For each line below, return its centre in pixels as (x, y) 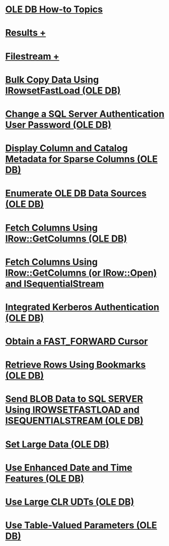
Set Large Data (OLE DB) (57, 444)
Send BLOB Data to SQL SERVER (74, 399)
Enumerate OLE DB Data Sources (76, 193)
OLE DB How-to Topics (54, 9)
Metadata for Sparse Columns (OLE (81, 159)
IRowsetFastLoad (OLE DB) (63, 90)
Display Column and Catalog (67, 148)
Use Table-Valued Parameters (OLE (81, 525)
